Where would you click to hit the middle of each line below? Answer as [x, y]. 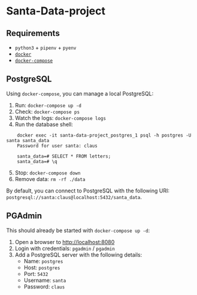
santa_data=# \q [37, 161]
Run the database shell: [44, 124]
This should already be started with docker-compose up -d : [78, 230]
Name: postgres [43, 261]
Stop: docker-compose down [48, 173]
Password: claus [44, 287]
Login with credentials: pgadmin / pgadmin [65, 248]
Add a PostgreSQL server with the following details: [78, 255]
